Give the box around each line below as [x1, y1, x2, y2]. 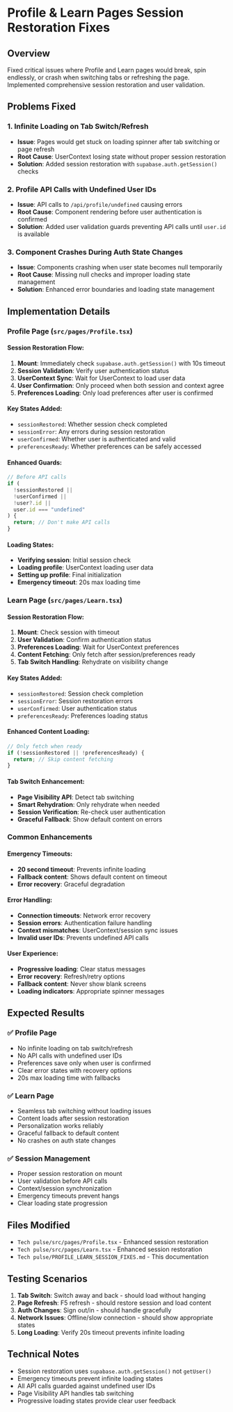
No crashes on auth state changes [17, 1136, 116, 1145]
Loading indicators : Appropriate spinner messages [17, 987, 165, 996]
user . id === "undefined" [13, 506, 86, 513]
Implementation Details [7, 305, 111, 317]
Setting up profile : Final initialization [17, 571, 122, 579]
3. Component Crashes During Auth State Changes [7, 247, 183, 257]
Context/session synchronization [17, 1184, 112, 1193]
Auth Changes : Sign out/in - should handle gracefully [17, 1305, 172, 1314]
